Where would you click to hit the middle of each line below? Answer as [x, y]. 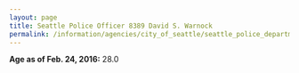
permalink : [29, 34]
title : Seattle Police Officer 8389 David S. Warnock [111, 26]
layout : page [33, 17]
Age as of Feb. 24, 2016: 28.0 [64, 60]
